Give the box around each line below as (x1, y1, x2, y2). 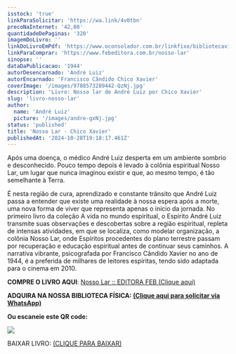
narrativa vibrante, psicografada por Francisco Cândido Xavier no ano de (7, 249, 218, 258)
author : (7, 102, 30, 109)
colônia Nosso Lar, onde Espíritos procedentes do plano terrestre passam (7, 235, 221, 243)
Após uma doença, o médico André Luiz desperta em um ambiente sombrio (7, 154, 227, 162)
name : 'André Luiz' (13, 108, 71, 115)
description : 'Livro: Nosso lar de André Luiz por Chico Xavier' (7, 88, 202, 96)
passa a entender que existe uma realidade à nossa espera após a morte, (7, 197, 220, 206)
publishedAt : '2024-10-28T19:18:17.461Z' (7, 134, 131, 141)
